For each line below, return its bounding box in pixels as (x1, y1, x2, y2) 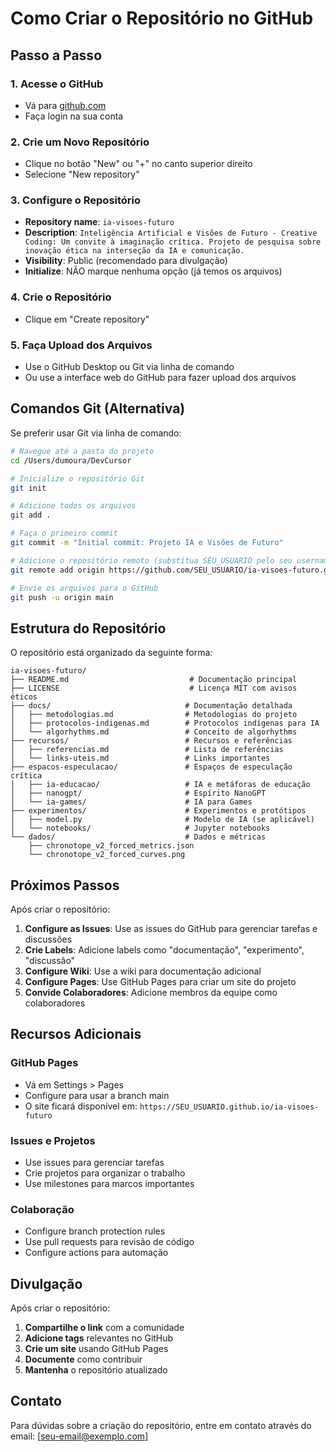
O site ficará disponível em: (24, 1100, 138, 1112)
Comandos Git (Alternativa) (10, 400, 186, 417)
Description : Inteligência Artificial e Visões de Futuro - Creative (24, 227, 318, 239)
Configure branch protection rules (24, 1225, 166, 1237)
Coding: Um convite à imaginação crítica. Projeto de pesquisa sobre (24, 237, 322, 247)
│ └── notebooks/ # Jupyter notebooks (10, 823, 271, 834)
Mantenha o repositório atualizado (24, 1364, 168, 1376)
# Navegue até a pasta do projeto (10, 446, 155, 456)
